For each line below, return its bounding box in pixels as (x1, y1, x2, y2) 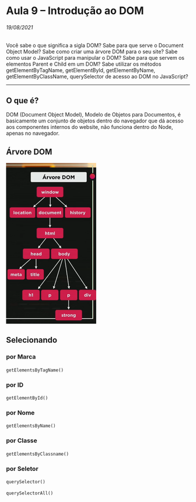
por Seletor (6, 465, 39, 473)
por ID (6, 381, 24, 389)
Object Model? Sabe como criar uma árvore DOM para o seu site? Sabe (6, 48, 178, 55)
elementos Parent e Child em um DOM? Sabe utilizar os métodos (6, 60, 162, 68)
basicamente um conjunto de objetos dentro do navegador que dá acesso (6, 117, 184, 124)
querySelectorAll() (6, 490, 54, 496)
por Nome (6, 408, 35, 416)
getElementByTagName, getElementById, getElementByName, (6, 67, 156, 74)
